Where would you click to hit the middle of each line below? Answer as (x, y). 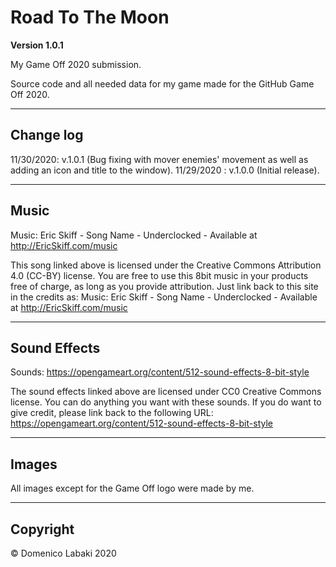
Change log (47, 135)
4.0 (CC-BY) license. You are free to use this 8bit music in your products (159, 275)
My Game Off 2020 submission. (76, 64)
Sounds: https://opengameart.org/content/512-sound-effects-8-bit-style (160, 372)
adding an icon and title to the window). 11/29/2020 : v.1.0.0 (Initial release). (165, 170)
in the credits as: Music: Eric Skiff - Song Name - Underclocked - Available (164, 297)
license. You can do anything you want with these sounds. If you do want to (166, 402)
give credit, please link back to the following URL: (112, 413)
